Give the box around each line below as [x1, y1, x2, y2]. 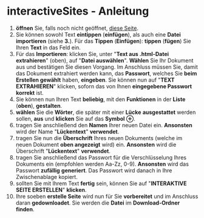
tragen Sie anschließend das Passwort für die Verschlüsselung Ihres [15, 153, 187, 161]
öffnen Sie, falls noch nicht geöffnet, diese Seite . [15, 24, 139, 32]
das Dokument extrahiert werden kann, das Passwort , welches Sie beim [15, 69, 197, 77]
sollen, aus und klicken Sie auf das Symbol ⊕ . [15, 114, 135, 122]
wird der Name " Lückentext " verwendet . [15, 128, 120, 135]
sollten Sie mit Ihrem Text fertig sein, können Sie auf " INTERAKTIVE [15, 180, 187, 187]
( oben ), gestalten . [15, 102, 63, 109]
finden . [15, 205, 35, 213]
